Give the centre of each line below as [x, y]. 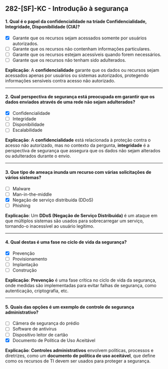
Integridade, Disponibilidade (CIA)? [42, 26]
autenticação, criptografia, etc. [37, 291]
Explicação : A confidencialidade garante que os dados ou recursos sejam [82, 70]
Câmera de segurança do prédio [46, 323]
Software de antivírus [34, 329]
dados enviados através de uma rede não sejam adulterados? [70, 102]
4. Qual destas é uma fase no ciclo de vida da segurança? [66, 242]
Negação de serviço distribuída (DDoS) [53, 200]
